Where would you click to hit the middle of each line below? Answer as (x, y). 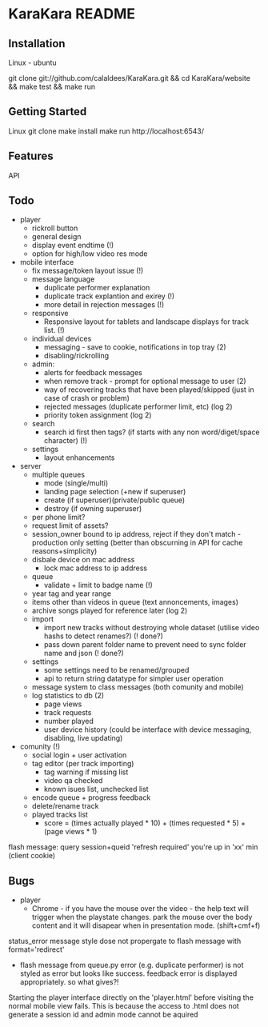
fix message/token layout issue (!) (88, 271)
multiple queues (58, 475)
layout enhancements (79, 458)
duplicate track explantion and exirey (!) (109, 296)
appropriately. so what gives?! (69, 982)
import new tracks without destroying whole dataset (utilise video (152, 628)
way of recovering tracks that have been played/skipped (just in (149, 390)
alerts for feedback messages (93, 373)
